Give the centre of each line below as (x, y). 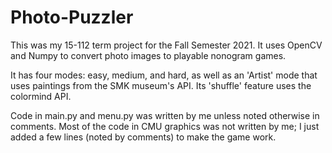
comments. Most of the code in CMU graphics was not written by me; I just (165, 126)
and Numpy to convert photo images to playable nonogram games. (148, 55)
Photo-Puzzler (72, 17)
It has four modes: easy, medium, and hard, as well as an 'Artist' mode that (164, 75)
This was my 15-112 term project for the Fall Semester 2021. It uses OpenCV (166, 45)
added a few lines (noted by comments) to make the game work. (143, 137)
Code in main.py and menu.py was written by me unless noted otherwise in (165, 115)
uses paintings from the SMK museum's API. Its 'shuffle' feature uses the (161, 85)
